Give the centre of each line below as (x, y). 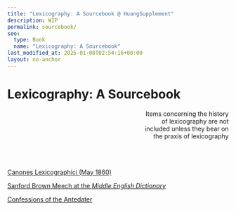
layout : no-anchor (34, 60)
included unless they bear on (187, 129)
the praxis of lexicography (191, 136)
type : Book (29, 40)
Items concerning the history (187, 114)
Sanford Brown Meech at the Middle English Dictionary (87, 185)
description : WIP (33, 20)
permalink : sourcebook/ (42, 27)
